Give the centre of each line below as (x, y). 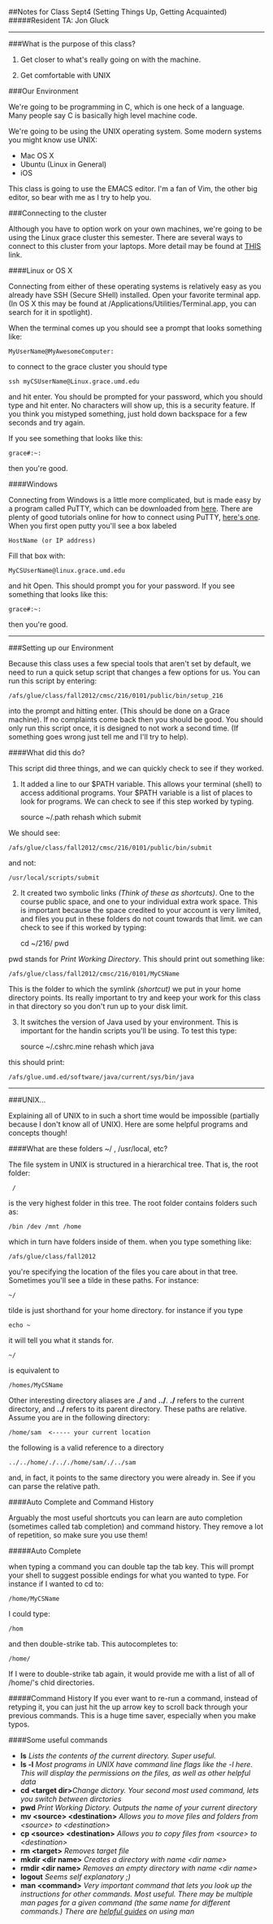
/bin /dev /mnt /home (45, 1227)
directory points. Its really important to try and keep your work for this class (135, 997)
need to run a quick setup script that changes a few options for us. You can (134, 672)
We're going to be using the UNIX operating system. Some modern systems (135, 131)
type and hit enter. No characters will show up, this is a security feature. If (132, 405)
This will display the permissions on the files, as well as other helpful (135, 1773)
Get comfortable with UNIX (65, 75)
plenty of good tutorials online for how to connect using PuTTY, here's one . (134, 517)
